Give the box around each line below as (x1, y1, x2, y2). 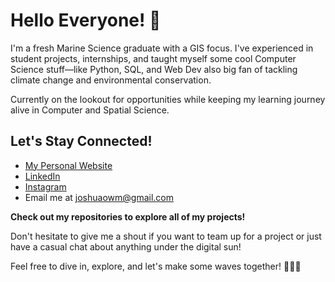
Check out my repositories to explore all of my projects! (10, 210, 246, 223)
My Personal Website (24, 159, 113, 171)
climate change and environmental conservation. (10, 74, 212, 86)
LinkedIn (24, 170, 61, 182)
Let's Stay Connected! (10, 133, 153, 150)
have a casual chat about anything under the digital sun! (10, 240, 242, 253)
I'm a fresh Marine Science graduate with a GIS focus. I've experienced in (10, 42, 314, 54)
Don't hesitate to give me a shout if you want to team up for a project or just (10, 230, 322, 242)
